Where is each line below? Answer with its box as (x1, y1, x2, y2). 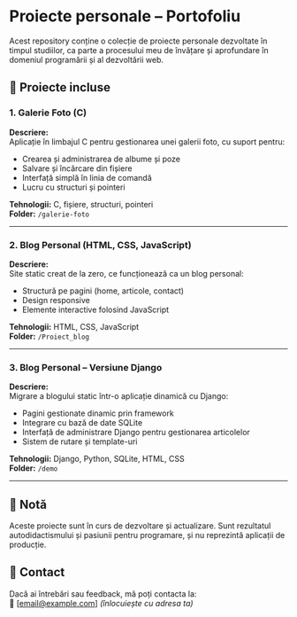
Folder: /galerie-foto (9, 208, 90, 219)
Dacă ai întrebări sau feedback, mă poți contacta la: (9, 588, 197, 599)
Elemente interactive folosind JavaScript (21, 304, 170, 315)
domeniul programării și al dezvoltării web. (9, 54, 164, 65)
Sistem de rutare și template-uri (21, 436, 138, 447)
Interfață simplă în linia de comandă (21, 172, 152, 183)
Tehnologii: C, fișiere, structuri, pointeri (9, 199, 154, 209)
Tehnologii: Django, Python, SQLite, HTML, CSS (9, 454, 185, 465)
